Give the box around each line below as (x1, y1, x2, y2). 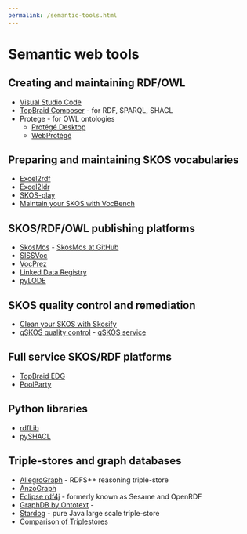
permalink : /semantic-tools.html (8, 11, 118, 20)
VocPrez (19, 260, 47, 269)
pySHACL (19, 431, 51, 441)
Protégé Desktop (31, 122, 86, 132)
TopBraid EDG (19, 371, 65, 380)
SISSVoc (19, 251, 48, 260)
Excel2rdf (19, 174, 51, 183)
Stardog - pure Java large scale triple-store (19, 508, 160, 518)
